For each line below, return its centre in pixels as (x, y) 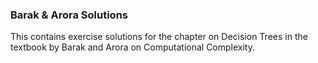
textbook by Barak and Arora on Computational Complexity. (132, 47)
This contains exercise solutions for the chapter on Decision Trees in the (159, 37)
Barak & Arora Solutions (69, 15)
